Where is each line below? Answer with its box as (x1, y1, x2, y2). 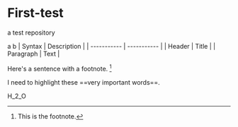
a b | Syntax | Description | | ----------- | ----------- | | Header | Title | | (7, 42, 216, 50)
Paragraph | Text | (7, 49, 60, 58)
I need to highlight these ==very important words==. (7, 78, 161, 86)
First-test (7, 5, 64, 21)
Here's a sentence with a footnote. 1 (7, 63, 112, 73)
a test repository (7, 28, 55, 37)
